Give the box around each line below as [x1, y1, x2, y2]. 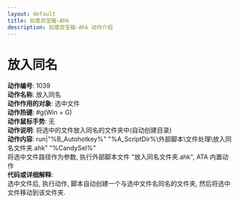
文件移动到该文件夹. [7, 188, 66, 197]
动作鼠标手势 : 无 [7, 117, 55, 125]
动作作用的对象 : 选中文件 [7, 99, 80, 108]
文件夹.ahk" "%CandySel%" [13, 144, 96, 152]
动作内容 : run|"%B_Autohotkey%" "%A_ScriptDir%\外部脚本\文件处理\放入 [7, 135, 226, 143]
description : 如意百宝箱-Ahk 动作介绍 [7, 24, 113, 31]
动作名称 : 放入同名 [7, 90, 61, 99]
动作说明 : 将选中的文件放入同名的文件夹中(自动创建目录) [7, 126, 173, 135]
